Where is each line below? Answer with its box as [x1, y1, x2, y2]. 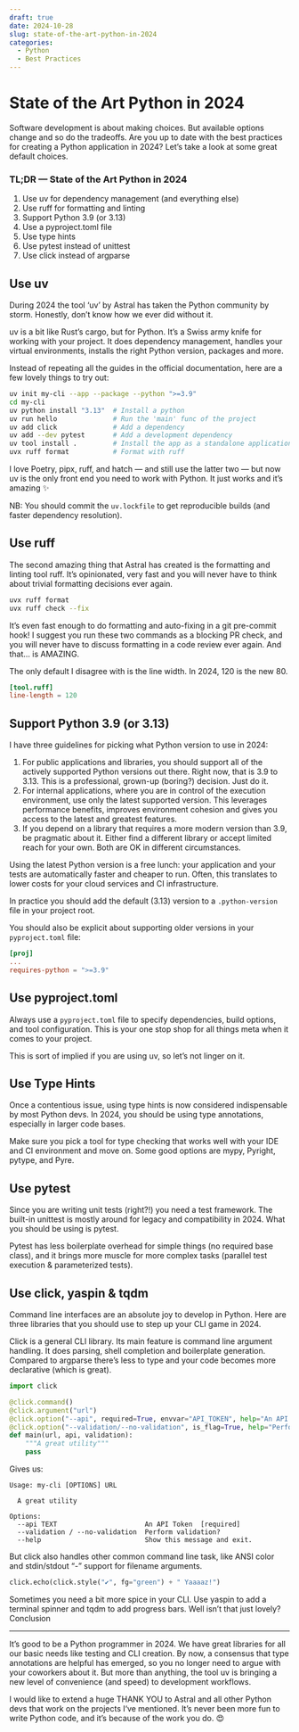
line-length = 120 [9, 691, 77, 700]
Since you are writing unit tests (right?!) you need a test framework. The [9, 1205, 273, 1216]
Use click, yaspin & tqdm [9, 1285, 149, 1300]
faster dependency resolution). [9, 510, 123, 521]
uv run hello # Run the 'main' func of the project [9, 414, 256, 424]
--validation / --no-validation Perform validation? [17, 1528, 221, 1537]
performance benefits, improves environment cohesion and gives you [21, 804, 278, 815]
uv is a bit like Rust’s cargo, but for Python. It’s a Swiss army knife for [9, 326, 263, 337]
